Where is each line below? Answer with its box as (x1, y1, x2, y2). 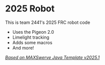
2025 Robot (5, 3, 55, 14)
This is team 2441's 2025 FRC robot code (5, 19, 91, 25)
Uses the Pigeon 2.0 (12, 29, 54, 35)
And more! (12, 45, 34, 51)
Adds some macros (12, 39, 53, 45)
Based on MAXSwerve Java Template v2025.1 (5, 54, 100, 60)
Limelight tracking (12, 34, 50, 40)
